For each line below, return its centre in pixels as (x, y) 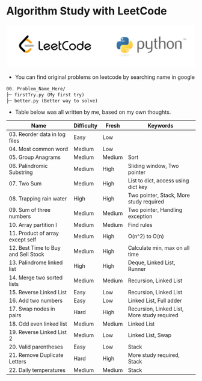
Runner (137, 269)
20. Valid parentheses (36, 347)
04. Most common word (38, 149)
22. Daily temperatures (37, 370)
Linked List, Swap (150, 335)
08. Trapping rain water (38, 198)
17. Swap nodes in (32, 309)
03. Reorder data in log (37, 134)
